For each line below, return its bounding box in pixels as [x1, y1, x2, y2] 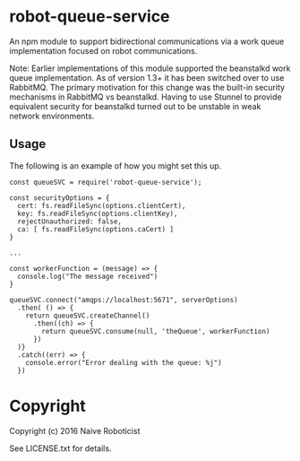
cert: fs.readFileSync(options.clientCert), [17, 201, 186, 210]
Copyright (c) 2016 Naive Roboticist [9, 425, 141, 436]
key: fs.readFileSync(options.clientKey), [17, 209, 178, 218]
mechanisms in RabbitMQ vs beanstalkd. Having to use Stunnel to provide [9, 91, 282, 102]
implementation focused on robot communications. [9, 45, 198, 56]
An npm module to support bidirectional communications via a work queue [9, 36, 285, 47]
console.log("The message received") [17, 272, 159, 281]
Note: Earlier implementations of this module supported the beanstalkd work [9, 63, 291, 74]
